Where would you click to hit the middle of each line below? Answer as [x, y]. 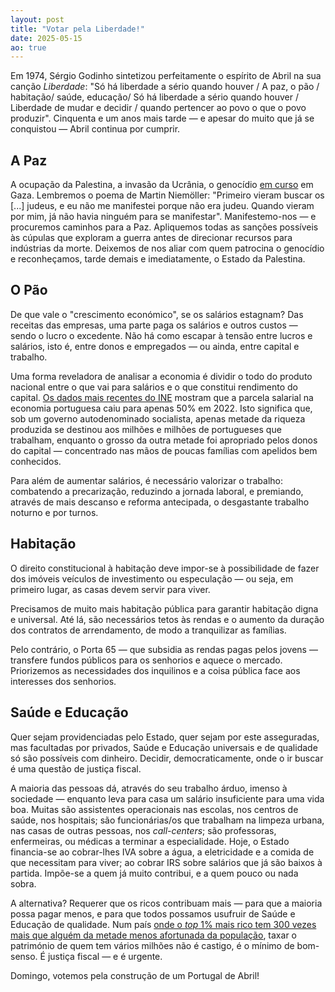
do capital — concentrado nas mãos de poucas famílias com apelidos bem [164, 450]
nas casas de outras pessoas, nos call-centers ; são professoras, [143, 830]
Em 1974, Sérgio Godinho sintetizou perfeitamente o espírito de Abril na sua [166, 76]
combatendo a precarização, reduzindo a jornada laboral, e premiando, [157, 491]
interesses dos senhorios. [63, 681]
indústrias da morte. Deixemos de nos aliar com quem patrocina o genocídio [167, 248]
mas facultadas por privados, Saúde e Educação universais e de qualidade [164, 747]
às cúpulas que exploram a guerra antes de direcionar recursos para [151, 238]
